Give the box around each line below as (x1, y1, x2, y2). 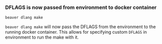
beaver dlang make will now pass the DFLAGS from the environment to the (5, 24, 156, 30)
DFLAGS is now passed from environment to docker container (5, 4, 157, 11)
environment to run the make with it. (5, 34, 79, 41)
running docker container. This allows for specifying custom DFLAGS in (5, 29, 147, 35)
